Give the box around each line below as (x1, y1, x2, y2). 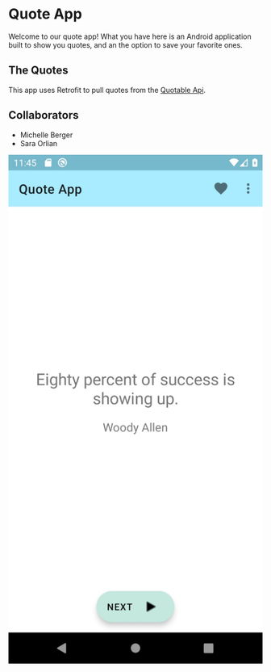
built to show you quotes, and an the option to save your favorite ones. (8, 40, 244, 49)
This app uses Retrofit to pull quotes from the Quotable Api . (8, 85, 206, 94)
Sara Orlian (19, 138, 58, 148)
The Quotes (8, 64, 69, 78)
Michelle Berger (19, 130, 73, 140)
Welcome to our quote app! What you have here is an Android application (8, 31, 252, 41)
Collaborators (8, 108, 79, 122)
